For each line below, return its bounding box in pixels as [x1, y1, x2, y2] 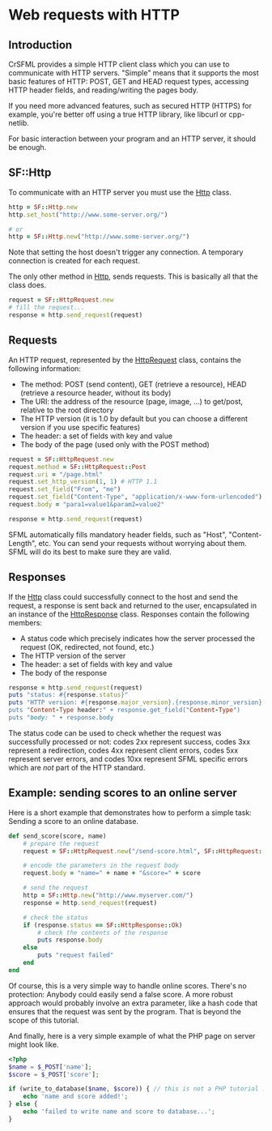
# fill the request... [8, 304, 85, 312]
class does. [8, 280, 47, 290]
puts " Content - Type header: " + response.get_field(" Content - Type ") [8, 706, 241, 715]
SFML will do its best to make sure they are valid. [8, 547, 172, 557]
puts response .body [37, 936, 104, 945]
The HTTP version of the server [19, 651, 126, 660]
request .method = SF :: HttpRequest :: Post [8, 463, 147, 471]
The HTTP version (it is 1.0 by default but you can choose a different [19, 413, 249, 423]
